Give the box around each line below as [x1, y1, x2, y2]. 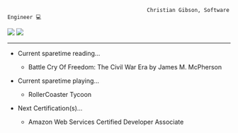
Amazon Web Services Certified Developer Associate [28, 117, 184, 126]
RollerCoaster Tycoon [28, 91, 92, 98]
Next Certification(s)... [17, 104, 83, 112]
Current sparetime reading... [17, 50, 101, 57]
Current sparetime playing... [17, 76, 100, 85]
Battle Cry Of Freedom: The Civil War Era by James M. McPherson [28, 63, 222, 71]
